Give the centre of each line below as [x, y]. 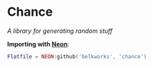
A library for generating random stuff [60, 31]
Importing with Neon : [38, 44]
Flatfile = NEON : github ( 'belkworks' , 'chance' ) [77, 56]
